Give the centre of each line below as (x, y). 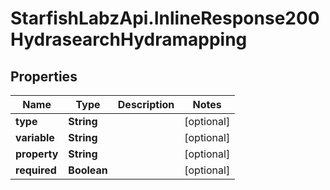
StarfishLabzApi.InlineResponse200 (165, 18)
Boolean (88, 170)
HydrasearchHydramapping (129, 39)
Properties (44, 76)
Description (146, 104)
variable (35, 137)
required (36, 170)
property (37, 154)
